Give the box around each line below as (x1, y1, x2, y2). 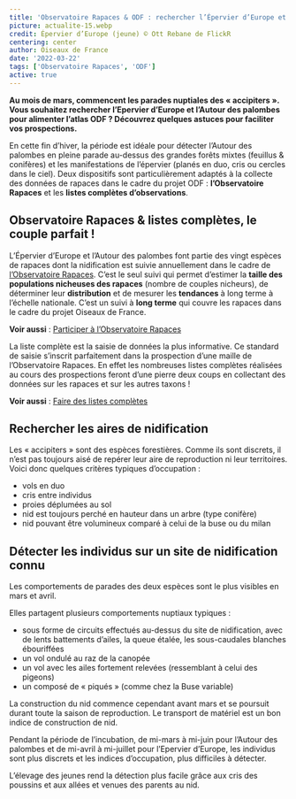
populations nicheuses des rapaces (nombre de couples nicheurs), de (9, 278, 269, 288)
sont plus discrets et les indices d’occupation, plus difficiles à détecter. (9, 753, 267, 764)
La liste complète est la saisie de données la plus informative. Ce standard (9, 341, 279, 351)
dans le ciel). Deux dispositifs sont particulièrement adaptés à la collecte (9, 168, 273, 179)
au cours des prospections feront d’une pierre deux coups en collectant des (9, 369, 286, 380)
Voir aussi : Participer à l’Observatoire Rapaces (9, 324, 182, 334)
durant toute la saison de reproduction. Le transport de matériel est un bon (9, 708, 281, 718)
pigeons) (21, 672, 55, 682)
